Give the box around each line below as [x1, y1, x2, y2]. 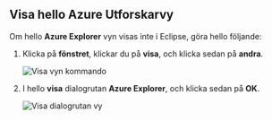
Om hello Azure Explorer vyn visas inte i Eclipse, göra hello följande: [9, 30, 262, 41]
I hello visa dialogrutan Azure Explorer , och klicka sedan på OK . [21, 82, 260, 93]
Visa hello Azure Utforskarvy [9, 7, 174, 22]
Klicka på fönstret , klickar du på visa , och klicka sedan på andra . [21, 48, 264, 59]
